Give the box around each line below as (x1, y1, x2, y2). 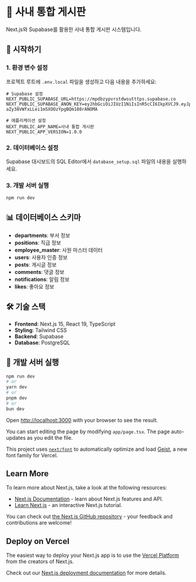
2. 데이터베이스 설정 (6, 143, 59, 152)
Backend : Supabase (14, 333, 64, 340)
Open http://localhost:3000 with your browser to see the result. (6, 416, 159, 423)
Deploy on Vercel (6, 536, 70, 546)
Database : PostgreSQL (14, 339, 71, 346)
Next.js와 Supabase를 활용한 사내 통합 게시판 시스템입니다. (6, 26, 142, 33)
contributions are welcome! (6, 519, 72, 526)
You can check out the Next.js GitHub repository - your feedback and (6, 513, 173, 520)
